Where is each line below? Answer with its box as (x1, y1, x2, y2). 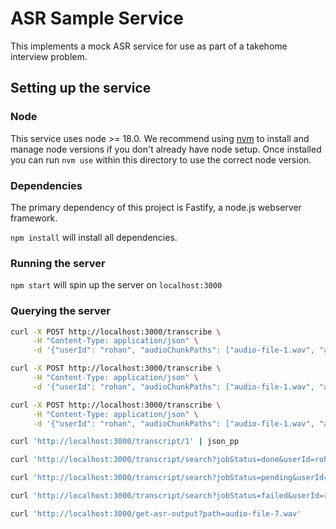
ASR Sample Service (10, 7, 184, 30)
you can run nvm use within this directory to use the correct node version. (10, 153, 312, 166)
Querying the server (10, 304, 111, 318)
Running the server (10, 256, 106, 270)
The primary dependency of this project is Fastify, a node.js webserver (10, 201, 302, 213)
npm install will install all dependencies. (10, 231, 178, 243)
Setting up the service (10, 80, 152, 97)
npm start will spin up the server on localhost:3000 (10, 279, 223, 291)
